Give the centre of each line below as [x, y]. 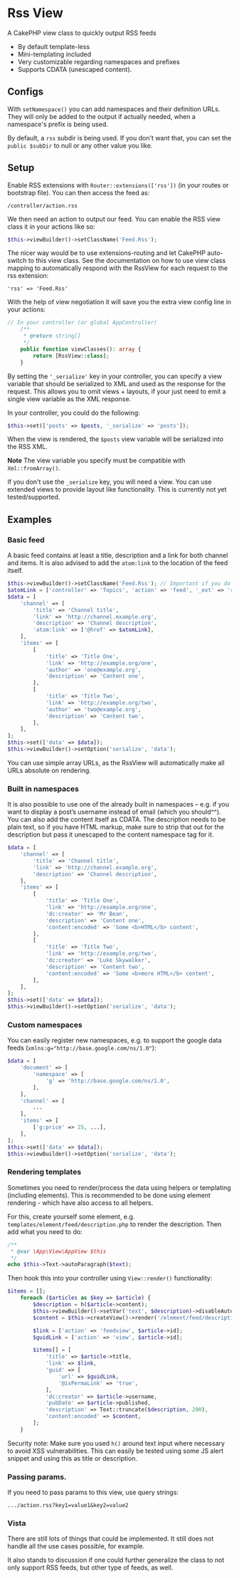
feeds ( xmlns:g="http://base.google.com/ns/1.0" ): [82, 1048]
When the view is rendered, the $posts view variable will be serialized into [116, 439]
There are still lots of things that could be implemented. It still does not [111, 1539]
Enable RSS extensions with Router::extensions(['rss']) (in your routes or [118, 185]
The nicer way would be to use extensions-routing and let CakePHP [107, 253]
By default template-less [54, 46]
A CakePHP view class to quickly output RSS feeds [82, 33]
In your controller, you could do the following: [74, 413]
